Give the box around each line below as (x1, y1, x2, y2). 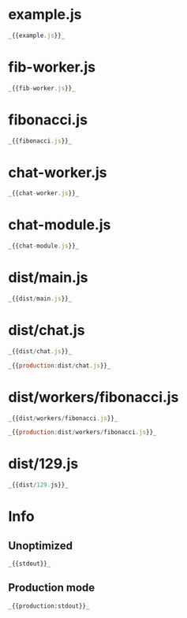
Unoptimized (8, 538, 73, 553)
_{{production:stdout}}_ (8, 601, 90, 610)
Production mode (8, 581, 95, 594)
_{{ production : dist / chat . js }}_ (8, 361, 111, 370)
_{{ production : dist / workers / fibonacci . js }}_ (8, 428, 157, 437)
